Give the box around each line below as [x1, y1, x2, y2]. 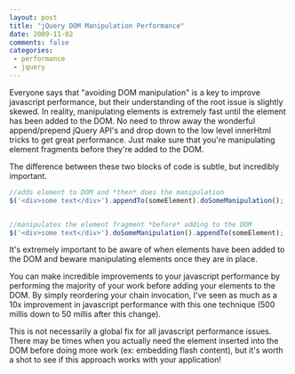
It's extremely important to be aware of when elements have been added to [9, 244, 285, 255]
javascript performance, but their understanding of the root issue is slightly [9, 96, 283, 107]
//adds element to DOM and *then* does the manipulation [9, 188, 225, 197]
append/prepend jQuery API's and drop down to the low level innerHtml [9, 125, 272, 135]
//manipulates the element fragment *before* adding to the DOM [9, 220, 252, 229]
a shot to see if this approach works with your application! [9, 354, 222, 365]
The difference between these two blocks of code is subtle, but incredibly [9, 161, 280, 172]
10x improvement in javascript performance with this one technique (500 [9, 299, 275, 310]
